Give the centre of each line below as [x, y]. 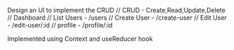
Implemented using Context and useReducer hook [80, 39]
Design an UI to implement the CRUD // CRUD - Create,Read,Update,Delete [116, 10]
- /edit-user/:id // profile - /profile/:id [60, 25]
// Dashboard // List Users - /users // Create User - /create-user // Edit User [117, 18]
